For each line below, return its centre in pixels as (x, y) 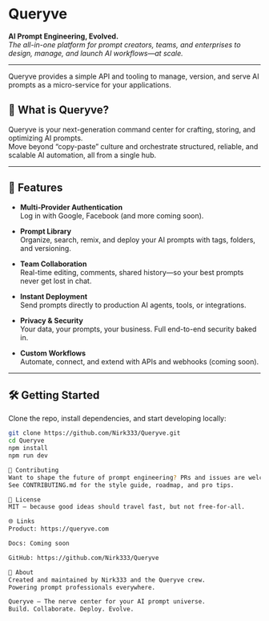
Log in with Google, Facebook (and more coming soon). (112, 215)
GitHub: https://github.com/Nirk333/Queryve (84, 558)
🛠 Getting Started (54, 395)
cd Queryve (26, 441)
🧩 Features (36, 188)
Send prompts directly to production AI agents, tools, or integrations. (133, 305)
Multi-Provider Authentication (71, 207)
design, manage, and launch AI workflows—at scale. (96, 53)
